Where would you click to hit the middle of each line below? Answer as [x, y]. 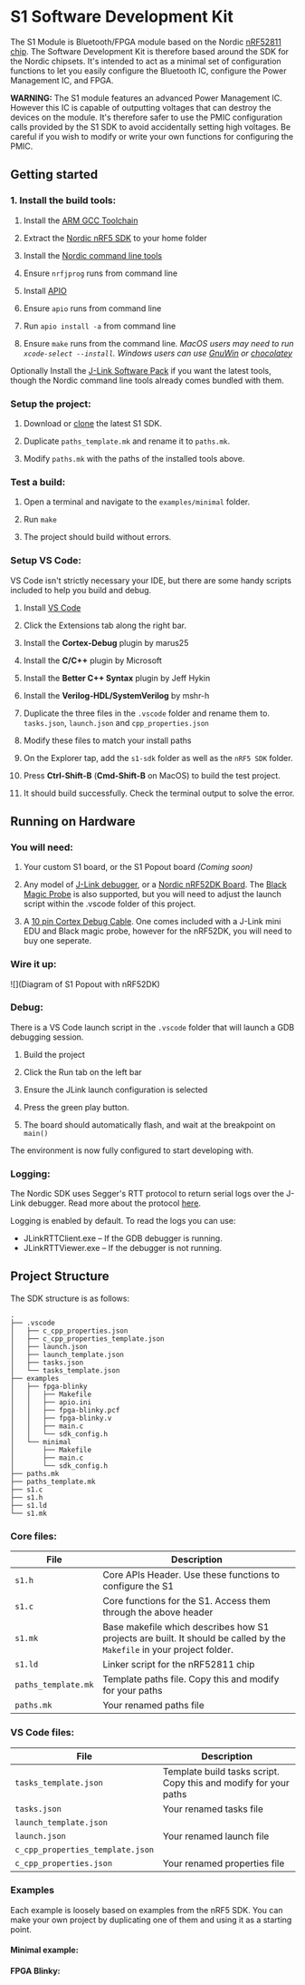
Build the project [54, 1054]
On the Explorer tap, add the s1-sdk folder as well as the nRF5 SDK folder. [158, 758]
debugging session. [47, 1037]
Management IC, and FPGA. [62, 80]
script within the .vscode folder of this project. [110, 904]
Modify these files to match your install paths [107, 740]
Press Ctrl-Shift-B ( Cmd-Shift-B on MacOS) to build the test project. [152, 775]
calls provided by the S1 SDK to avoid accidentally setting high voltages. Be [151, 127]
